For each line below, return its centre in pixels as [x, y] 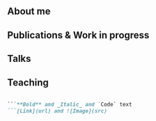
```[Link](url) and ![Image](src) [57, 111]
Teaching [28, 82]
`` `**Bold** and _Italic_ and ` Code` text [70, 104]
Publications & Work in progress [78, 35]
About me [29, 11]
